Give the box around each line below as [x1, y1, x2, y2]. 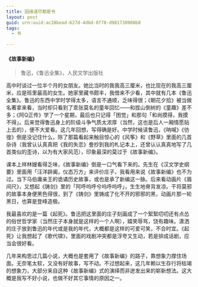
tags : [6, 25, 19, 31]
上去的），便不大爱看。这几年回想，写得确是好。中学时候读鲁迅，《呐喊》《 [6, 126, 184, 133]
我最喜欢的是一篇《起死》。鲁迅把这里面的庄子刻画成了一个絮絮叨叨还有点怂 [6, 210, 190, 217]
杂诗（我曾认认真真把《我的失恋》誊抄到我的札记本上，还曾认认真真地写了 [6, 141, 187, 148]
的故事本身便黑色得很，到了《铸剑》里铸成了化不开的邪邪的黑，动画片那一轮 [6, 190, 192, 198]
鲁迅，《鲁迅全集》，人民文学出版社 [20, 69, 104, 77]
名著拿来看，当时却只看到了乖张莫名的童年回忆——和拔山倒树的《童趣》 [6, 104, 181, 111]
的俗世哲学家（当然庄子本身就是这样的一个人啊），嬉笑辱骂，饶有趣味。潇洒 [6, 218, 190, 225]
